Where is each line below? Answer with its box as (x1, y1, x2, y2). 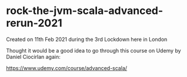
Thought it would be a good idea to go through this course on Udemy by (6, 47, 181, 54)
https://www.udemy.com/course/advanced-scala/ (6, 64, 128, 71)
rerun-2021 (6, 16, 63, 30)
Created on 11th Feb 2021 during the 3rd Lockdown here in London (6, 36, 168, 43)
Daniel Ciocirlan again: (6, 53, 61, 60)
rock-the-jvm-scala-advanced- (6, 4, 163, 17)
